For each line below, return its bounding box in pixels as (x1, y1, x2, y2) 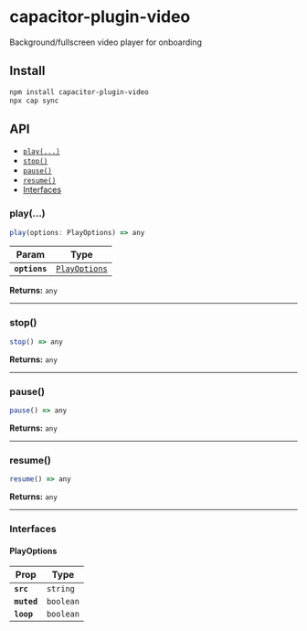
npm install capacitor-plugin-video (9, 87, 149, 97)
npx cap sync (9, 96, 59, 105)
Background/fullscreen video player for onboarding (9, 37, 203, 48)
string (46, 583, 76, 594)
